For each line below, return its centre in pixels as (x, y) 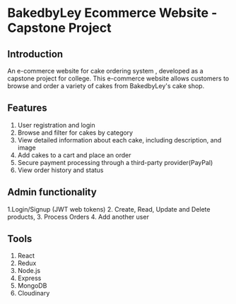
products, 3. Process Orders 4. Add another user (78, 217)
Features (27, 108)
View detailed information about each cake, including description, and (119, 140)
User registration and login (56, 125)
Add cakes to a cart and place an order (75, 155)
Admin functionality (52, 192)
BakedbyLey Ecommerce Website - (112, 13)
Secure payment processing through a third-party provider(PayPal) (115, 162)
